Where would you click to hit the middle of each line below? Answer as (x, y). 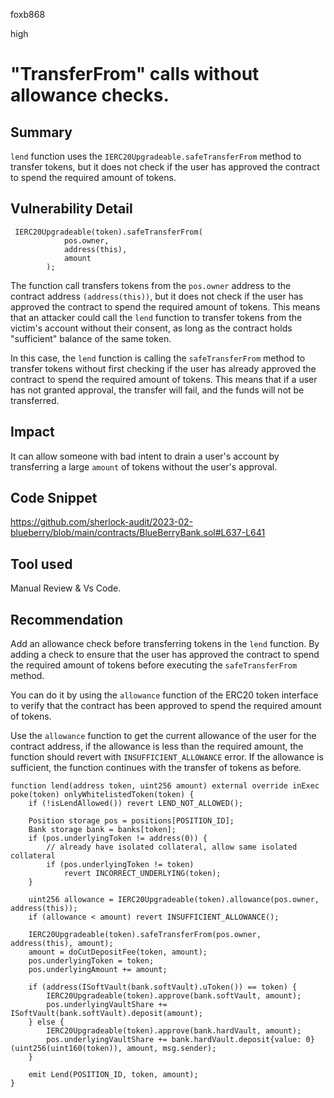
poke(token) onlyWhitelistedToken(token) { (102, 795)
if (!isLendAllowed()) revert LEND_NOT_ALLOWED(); (136, 804)
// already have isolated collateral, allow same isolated (172, 847)
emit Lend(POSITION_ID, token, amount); (113, 1075)
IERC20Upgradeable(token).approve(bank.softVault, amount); (174, 996)
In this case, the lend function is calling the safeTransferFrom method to (158, 358)
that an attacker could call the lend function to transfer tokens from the (156, 317)
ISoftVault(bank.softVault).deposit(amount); (106, 1014)
